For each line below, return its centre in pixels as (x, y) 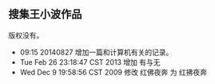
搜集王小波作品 (45, 14)
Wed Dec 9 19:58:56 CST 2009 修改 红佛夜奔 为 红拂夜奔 (113, 72)
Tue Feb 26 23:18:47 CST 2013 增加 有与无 (90, 62)
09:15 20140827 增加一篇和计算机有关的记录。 (96, 52)
